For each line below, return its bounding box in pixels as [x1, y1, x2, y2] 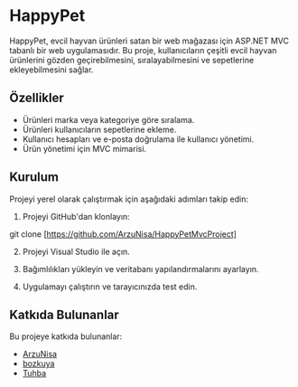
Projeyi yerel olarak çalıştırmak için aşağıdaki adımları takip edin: [9, 193, 249, 204]
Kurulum [9, 169, 60, 185]
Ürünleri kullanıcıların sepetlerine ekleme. [22, 124, 177, 135]
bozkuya [22, 358, 55, 369]
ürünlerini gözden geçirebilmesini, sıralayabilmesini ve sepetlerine [9, 54, 255, 65]
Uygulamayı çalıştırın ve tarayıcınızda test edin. [22, 281, 198, 292]
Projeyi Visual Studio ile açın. [22, 246, 131, 257]
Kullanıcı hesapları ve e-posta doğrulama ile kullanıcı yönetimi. [22, 133, 255, 145]
